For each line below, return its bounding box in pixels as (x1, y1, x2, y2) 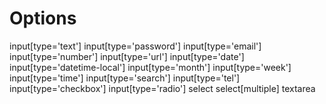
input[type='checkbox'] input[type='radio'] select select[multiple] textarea (9, 82, 316, 94)
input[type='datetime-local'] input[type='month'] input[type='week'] (9, 61, 292, 73)
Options (9, 7, 77, 30)
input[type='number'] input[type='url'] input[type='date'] (9, 50, 245, 62)
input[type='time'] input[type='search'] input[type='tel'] (9, 72, 241, 84)
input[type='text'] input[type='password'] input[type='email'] (9, 40, 262, 52)
